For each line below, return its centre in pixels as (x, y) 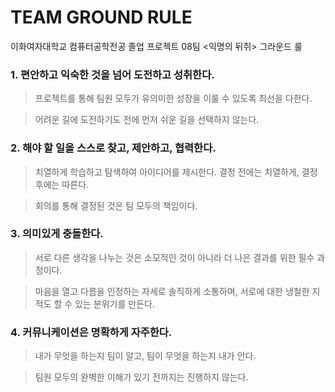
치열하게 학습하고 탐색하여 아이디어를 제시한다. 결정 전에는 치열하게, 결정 (176, 172)
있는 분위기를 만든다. (114, 303)
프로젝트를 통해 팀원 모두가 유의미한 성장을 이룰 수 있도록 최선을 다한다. (173, 98)
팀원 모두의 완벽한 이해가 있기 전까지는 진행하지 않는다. (141, 377)
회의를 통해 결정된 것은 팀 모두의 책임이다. (116, 205)
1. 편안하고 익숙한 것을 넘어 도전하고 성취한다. (112, 74)
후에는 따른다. (62, 184)
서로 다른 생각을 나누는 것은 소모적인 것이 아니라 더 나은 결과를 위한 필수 (174, 257)
